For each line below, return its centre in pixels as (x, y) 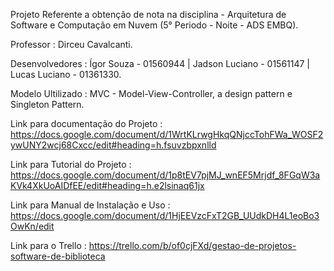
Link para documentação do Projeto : (86, 123)
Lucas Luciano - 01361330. (66, 74)
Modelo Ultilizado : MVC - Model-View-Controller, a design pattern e (151, 93)
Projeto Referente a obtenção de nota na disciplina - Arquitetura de (148, 14)
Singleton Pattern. (47, 104)
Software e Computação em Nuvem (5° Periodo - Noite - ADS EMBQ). (154, 25)
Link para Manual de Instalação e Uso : (90, 205)
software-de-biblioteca (58, 256)
